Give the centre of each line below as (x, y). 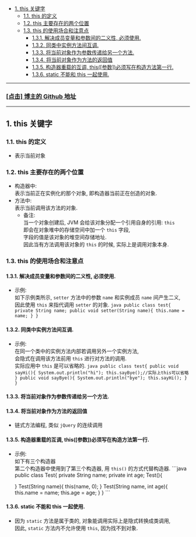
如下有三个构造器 (35, 461)
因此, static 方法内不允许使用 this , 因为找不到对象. (76, 528)
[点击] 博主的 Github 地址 (41, 97)
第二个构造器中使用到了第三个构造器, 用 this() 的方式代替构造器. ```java (100, 468)
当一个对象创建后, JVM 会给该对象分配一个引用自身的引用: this (99, 223)
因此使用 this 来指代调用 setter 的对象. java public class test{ (92, 305)
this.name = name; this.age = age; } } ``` (62, 493)
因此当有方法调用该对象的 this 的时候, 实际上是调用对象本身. (96, 245)
